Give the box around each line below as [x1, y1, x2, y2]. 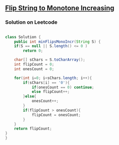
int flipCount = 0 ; [14, 62, 55, 67]
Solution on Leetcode [5, 19, 58, 26]
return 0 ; [23, 48, 43, 54]
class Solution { [5, 34, 41, 39]
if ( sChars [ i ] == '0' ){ [23, 80, 70, 85]
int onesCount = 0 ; [14, 67, 55, 72]
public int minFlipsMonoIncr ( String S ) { [14, 39, 101, 44]
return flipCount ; [14, 126, 52, 131]
